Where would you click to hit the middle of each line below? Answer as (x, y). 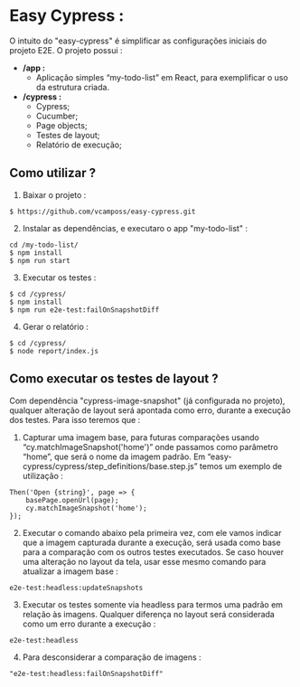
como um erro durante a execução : (89, 624)
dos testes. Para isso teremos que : (75, 419)
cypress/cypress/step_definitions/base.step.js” (110, 466)
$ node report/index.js (54, 351)
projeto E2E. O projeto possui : (66, 50)
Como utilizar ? (53, 173)
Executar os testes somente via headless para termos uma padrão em (152, 604)
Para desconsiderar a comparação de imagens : (112, 657)
